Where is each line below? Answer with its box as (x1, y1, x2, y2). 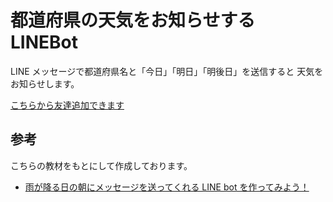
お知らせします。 (10, 77, 80, 90)
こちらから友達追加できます (10, 99, 125, 111)
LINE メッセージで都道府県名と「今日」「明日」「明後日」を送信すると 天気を (10, 65, 324, 77)
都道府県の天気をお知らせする (10, 9, 256, 32)
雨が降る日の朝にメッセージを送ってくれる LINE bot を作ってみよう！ (24, 181, 310, 193)
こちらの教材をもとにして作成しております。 (10, 159, 193, 171)
